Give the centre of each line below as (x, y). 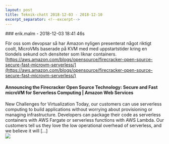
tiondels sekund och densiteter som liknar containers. (61, 54)
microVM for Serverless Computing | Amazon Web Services (69, 92)
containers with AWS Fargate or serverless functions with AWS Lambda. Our (84, 120)
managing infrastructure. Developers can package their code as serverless (83, 115)
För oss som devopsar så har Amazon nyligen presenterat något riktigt (78, 43)
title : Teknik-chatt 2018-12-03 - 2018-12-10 (54, 15)
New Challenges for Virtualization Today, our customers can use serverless (83, 104)
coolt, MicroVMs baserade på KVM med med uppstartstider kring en (76, 49)
